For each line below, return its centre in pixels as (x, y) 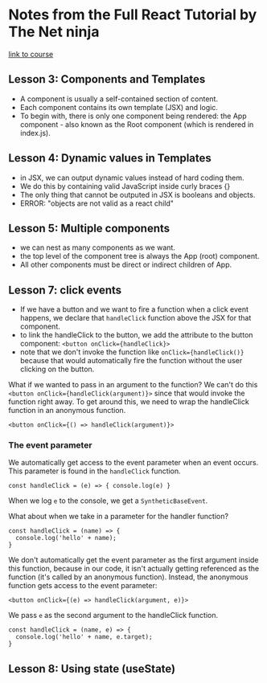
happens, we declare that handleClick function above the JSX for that (136, 318)
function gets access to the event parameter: (83, 586)
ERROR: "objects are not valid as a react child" (97, 203)
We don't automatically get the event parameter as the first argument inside (133, 560)
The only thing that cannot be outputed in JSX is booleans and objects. (138, 194)
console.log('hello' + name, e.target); (84, 637)
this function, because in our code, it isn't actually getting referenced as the (134, 569)
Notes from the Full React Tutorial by (133, 15)
